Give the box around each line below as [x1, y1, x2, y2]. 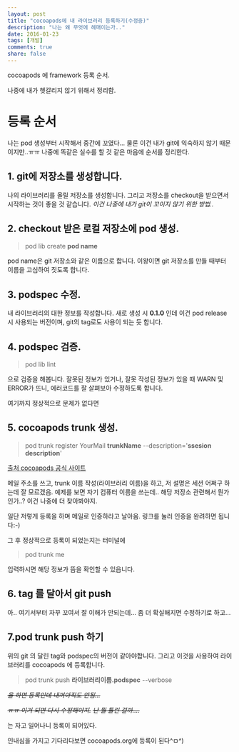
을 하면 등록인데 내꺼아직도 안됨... [7, 691, 101, 699]
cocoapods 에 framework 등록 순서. [7, 71, 111, 79]
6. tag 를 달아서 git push [7, 588, 112, 600]
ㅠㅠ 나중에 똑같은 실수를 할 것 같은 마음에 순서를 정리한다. [28, 147, 190, 156]
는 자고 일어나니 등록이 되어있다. [7, 721, 98, 729]
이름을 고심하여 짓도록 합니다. [7, 266, 90, 274]
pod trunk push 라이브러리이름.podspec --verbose [24, 676, 173, 684]
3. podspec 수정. [7, 289, 81, 301]
